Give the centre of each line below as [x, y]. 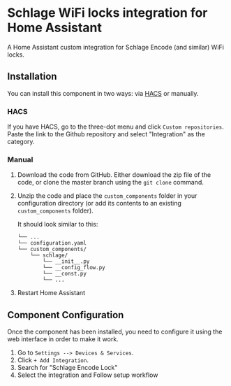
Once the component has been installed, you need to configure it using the [115, 332]
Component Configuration [66, 315]
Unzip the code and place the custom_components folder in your [107, 196]
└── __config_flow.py [74, 268]
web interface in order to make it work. [63, 339]
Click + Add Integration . [53, 360]
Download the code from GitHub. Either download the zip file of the [114, 175]
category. [21, 142]
